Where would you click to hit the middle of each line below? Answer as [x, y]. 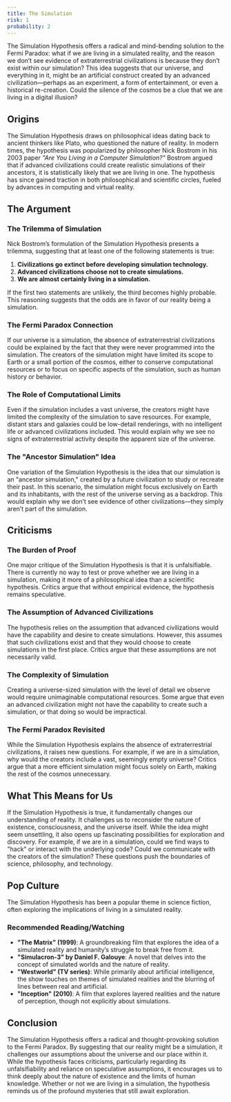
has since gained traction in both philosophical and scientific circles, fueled [114, 180]
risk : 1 [18, 20]
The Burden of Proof [42, 550]
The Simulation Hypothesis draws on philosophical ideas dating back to [109, 136]
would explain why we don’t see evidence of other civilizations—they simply [115, 501]
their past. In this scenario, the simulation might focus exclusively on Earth [113, 486]
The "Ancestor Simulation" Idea [61, 457]
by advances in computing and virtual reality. [71, 187]
